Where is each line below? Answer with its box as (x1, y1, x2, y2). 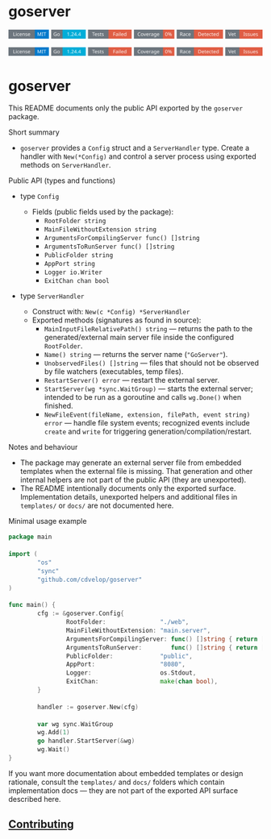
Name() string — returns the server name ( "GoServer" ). (44, 350, 228, 359)
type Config (19, 192, 60, 201)
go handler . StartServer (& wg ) (37, 737, 135, 746)
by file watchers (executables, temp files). (44, 367, 184, 376)
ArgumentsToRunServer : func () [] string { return (65, 643, 258, 651)
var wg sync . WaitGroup (37, 720, 114, 728)
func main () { (8, 601, 56, 609)
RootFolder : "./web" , (65, 618, 190, 626)
